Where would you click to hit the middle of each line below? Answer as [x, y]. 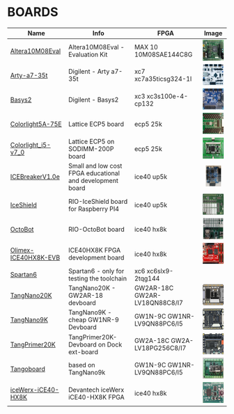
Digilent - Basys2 [94, 100]
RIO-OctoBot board [97, 230]
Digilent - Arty [89, 72]
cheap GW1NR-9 [94, 320]
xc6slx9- [160, 271]
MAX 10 [146, 47]
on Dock [110, 344]
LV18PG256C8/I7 [161, 348]
